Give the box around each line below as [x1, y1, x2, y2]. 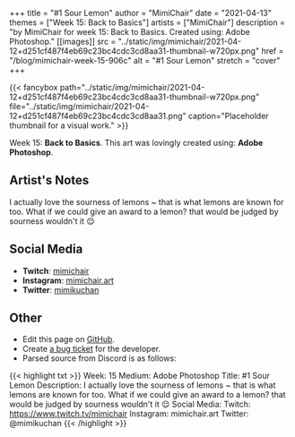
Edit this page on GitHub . [22, 334, 115, 345]
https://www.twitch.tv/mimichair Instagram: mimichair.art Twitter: [9, 408, 249, 419]
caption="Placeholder [187, 111, 269, 121]
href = [261, 46, 284, 56]
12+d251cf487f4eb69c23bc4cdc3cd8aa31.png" [9, 111, 187, 121]
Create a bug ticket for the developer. [22, 344, 161, 355]
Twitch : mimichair [22, 265, 90, 276]
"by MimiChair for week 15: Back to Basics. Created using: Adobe [9, 27, 251, 37]
